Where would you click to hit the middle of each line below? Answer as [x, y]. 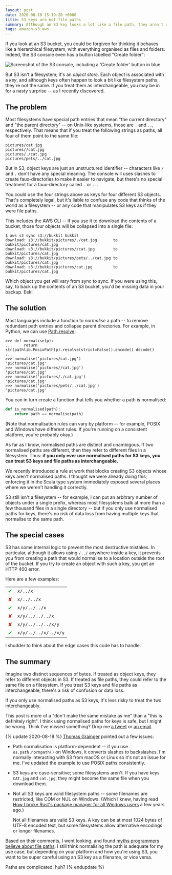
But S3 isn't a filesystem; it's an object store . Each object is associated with [85, 74]
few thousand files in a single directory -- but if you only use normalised [81, 508]
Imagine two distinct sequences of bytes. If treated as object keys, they [81, 674]
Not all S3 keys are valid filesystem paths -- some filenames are [80, 794]
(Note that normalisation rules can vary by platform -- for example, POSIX [83, 423]
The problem [26, 107]
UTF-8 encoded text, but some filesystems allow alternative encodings [88, 825]
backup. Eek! [19, 292]
